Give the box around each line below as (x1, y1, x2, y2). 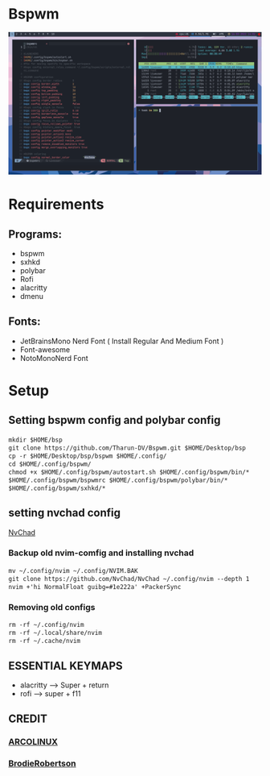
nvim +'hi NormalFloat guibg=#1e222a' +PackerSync (8, 583, 182, 591)
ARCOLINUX (8, 737, 59, 748)
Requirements (8, 195, 104, 214)
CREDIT (8, 712, 48, 726)
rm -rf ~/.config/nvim (8, 621, 84, 629)
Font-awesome (19, 344, 71, 355)
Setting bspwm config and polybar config (8, 413, 221, 427)
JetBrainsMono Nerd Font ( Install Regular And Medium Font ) (19, 336, 224, 346)
